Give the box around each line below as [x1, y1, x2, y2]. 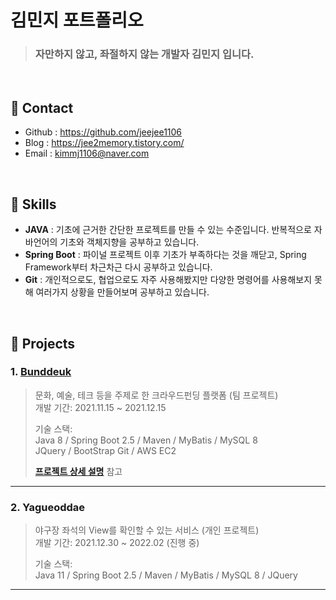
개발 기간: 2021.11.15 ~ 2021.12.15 [34, 401, 167, 413]
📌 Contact [10, 99, 74, 116]
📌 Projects [10, 335, 76, 352]
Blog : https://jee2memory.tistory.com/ [24, 137, 185, 149]
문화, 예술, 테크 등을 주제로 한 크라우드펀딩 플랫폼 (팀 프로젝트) [34, 389, 279, 401]
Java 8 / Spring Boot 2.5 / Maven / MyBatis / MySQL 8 [34, 434, 258, 446]
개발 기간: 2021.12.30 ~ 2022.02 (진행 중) [34, 537, 200, 549]
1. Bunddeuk [10, 365, 72, 379]
